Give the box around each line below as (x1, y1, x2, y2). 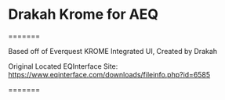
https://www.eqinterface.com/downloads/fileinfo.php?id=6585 (8, 70, 211, 79)
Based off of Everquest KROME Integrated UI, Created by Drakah (8, 46, 218, 55)
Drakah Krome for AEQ (8, 5, 159, 23)
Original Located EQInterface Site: (8, 61, 118, 71)
